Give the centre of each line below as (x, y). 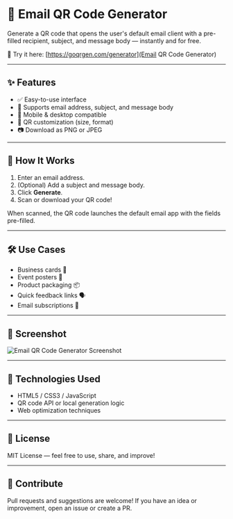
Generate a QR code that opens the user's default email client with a (105, 33)
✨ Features (32, 83)
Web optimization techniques (59, 410)
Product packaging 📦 (49, 285)
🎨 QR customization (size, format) (65, 122)
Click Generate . (40, 192)
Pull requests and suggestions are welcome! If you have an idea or (102, 500)
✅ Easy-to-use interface (52, 99)
